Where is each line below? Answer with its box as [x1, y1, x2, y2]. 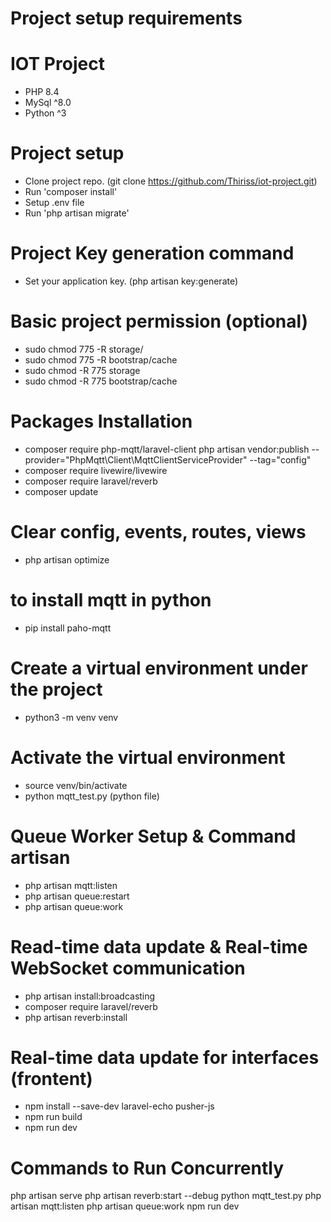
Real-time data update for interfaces [10, 1046, 320, 1069]
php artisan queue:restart [24, 890, 130, 902]
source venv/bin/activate [24, 779, 128, 791]
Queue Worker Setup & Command [10, 825, 297, 847]
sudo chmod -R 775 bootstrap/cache [24, 375, 178, 387]
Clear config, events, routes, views [10, 521, 307, 544]
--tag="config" [249, 453, 312, 466]
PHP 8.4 [24, 86, 60, 98]
